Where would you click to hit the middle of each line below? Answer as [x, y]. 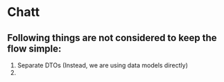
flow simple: [34, 48]
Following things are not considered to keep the [112, 38]
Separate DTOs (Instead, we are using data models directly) [103, 65]
